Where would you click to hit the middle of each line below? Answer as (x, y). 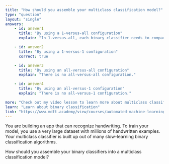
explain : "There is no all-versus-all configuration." (77, 75)
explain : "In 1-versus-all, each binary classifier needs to (84, 38)
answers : (14, 24)
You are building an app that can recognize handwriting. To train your (77, 126)
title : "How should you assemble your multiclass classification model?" (84, 10)
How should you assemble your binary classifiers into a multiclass (73, 152)
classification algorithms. (31, 142)
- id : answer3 (29, 65)
